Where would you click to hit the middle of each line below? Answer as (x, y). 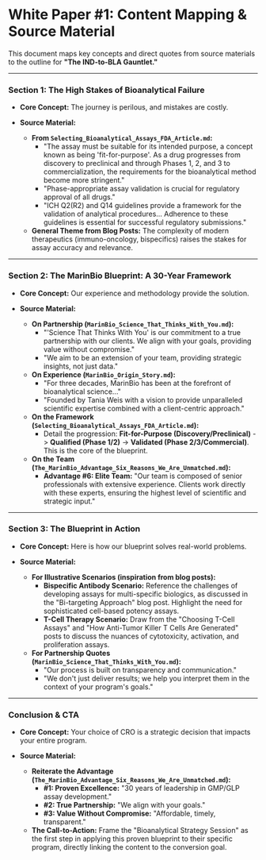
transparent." (65, 822)
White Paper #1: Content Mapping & (128, 15)
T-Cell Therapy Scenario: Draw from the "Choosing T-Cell (139, 619)
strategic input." (69, 501)
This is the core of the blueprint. (95, 450)
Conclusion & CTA (44, 715)
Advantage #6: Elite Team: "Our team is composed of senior (143, 476)
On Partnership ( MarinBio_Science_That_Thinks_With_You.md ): (133, 324)
